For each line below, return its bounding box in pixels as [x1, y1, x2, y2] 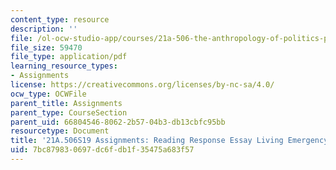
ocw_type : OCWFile [10, 89, 87, 99]
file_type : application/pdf [10, 52, 128, 62]
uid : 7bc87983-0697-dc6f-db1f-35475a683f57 [10, 145, 195, 155]
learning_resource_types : [10, 61, 118, 71]
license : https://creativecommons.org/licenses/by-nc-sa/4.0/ [10, 80, 275, 90]
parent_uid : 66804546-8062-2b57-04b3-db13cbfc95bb [10, 117, 226, 127]
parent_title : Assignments [10, 98, 123, 108]
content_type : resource [10, 14, 110, 25]
